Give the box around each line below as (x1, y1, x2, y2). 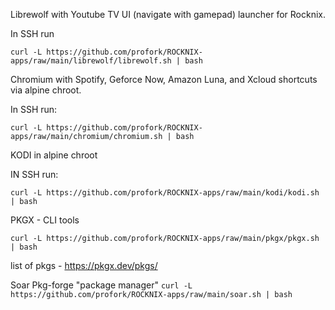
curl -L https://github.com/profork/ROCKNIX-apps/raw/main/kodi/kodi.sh (10, 188, 320, 198)
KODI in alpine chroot (10, 149, 98, 161)
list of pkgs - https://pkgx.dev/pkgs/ (10, 260, 158, 271)
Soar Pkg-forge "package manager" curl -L (10, 279, 193, 291)
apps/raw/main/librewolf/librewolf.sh (10, 56, 172, 66)
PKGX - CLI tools (10, 214, 80, 226)
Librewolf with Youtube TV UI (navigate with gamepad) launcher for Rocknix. (10, 9, 326, 20)
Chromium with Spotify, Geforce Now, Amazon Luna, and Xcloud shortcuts (10, 74, 318, 85)
